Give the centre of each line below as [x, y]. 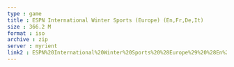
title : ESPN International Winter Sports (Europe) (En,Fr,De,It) [106, 20]
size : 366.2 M [29, 27]
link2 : [18, 53]
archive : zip [28, 40]
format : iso [26, 33]
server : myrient [32, 46]
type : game [24, 14]
